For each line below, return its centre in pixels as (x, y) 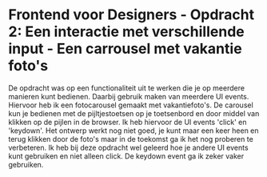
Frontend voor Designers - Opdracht (131, 15)
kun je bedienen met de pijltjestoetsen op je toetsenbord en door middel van (134, 113)
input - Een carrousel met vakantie (125, 49)
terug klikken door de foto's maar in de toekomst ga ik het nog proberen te (131, 139)
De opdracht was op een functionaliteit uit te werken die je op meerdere (127, 88)
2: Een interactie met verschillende (127, 32)
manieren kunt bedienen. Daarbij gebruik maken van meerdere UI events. (129, 96)
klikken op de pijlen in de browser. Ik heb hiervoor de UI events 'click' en (128, 122)
